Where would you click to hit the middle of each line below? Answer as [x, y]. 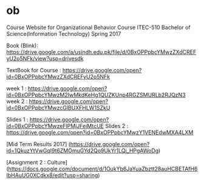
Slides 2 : [117, 126]
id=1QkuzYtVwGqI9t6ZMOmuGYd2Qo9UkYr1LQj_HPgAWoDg [83, 150]
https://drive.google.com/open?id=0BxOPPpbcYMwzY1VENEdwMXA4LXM [100, 132]
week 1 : [16, 88]
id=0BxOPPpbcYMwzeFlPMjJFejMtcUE [55, 126]
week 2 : [17, 101]
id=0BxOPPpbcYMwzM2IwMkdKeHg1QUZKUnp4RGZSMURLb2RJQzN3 [96, 95]
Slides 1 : [17, 119]
